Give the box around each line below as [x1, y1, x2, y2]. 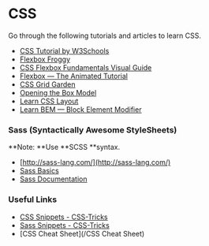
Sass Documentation [19, 174, 88, 184]
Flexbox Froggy [19, 54, 71, 64]
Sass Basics [19, 166, 59, 176]
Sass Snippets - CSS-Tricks [19, 220, 110, 229]
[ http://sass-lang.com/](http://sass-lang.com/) [19, 158, 171, 167]
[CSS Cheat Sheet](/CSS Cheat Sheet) [19, 229, 145, 238]
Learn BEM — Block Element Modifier [19, 104, 142, 114]
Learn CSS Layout [19, 96, 79, 106]
